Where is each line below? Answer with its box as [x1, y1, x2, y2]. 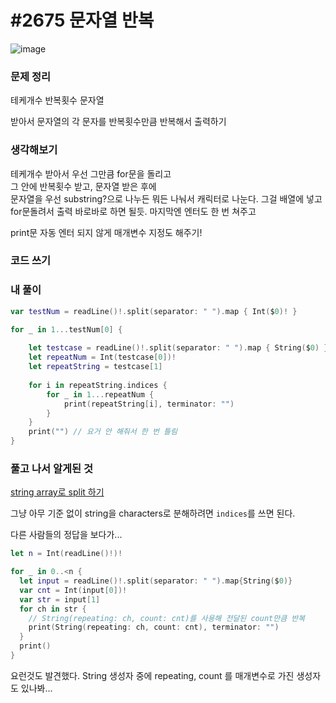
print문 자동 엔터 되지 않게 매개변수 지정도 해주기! [10, 226, 203, 238]
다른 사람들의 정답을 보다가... [10, 529, 123, 541]
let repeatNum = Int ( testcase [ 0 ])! [28, 352, 177, 363]
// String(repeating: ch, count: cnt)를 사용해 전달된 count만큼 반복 [28, 613, 306, 623]
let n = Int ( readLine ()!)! [10, 549, 123, 559]
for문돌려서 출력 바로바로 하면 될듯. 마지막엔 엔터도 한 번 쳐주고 [10, 205, 257, 217]
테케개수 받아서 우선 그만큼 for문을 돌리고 [10, 167, 172, 180]
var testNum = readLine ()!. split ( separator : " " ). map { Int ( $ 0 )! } [10, 306, 298, 316]
